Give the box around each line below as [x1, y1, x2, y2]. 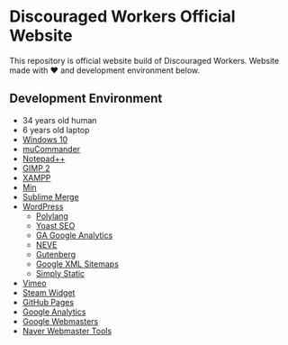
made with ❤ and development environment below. [9, 65, 201, 76]
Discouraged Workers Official [9, 6, 236, 27]
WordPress [22, 201, 64, 212]
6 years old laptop [22, 124, 90, 135]
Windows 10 [22, 133, 68, 145]
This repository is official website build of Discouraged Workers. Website [9, 55, 280, 66]
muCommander [22, 143, 81, 154]
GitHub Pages [22, 296, 75, 307]
